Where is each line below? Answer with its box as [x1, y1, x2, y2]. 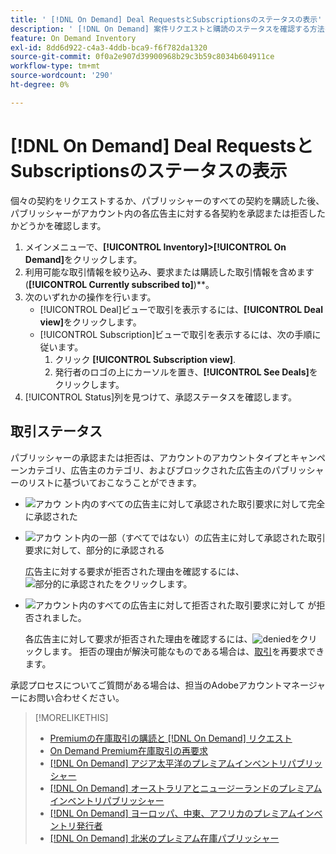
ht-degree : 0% [10, 80, 70, 90]
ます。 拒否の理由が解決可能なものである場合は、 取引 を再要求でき [51, 645, 325, 657]
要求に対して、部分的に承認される [24, 544, 165, 556]
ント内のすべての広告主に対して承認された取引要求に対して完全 [63, 497, 326, 510]
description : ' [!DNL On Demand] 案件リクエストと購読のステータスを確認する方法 [10, 24, 325, 34]
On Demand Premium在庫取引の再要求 [49, 744, 209, 756]
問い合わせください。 [36, 691, 125, 703]
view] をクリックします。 [39, 316, 142, 328]
